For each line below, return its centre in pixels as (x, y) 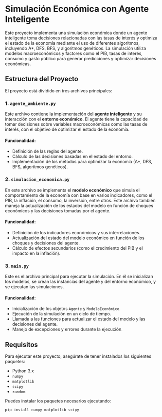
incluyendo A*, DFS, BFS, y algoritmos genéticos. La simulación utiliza (76, 48)
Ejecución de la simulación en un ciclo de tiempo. (62, 314)
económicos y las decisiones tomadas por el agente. (58, 210)
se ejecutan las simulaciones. (35, 287)
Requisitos (21, 344)
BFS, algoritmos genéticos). (40, 167)
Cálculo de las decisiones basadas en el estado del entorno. (72, 156)
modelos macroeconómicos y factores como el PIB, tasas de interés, (74, 53)
